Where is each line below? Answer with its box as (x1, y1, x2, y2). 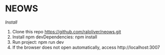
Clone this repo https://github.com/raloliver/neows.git (12, 28, 122, 34)
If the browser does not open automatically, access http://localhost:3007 (12, 44, 160, 50)
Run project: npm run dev (12, 39, 64, 45)
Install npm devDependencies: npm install (12, 34, 98, 40)
